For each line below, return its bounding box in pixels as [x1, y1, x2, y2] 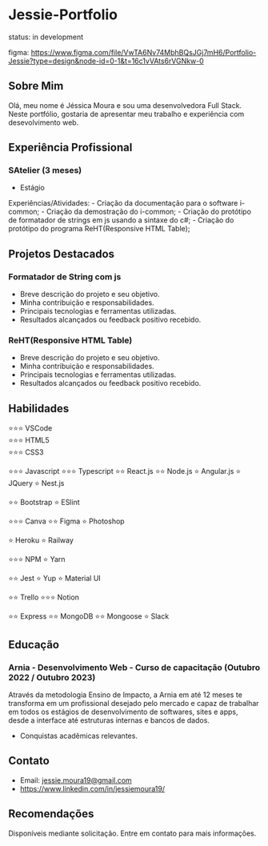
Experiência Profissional [8, 141, 133, 154]
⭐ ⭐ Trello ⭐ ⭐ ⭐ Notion [8, 592, 80, 602]
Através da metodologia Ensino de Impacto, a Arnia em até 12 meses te [8, 690, 242, 700]
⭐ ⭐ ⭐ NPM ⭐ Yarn [8, 555, 66, 564]
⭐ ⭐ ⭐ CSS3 [8, 447, 44, 457]
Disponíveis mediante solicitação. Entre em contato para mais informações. [8, 828, 257, 838]
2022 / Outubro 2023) [8, 672, 96, 683]
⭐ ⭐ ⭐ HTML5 [8, 435, 50, 445]
